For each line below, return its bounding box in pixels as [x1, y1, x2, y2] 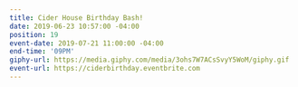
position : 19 [9, 30, 59, 39]
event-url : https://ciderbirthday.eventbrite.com [9, 64, 201, 73]
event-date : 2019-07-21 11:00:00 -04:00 [9, 38, 165, 48]
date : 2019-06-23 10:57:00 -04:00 [9, 22, 140, 31]
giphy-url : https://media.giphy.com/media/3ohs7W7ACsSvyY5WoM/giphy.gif [9, 55, 290, 64]
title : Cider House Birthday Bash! [9, 13, 144, 23]
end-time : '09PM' [9, 47, 75, 56]
